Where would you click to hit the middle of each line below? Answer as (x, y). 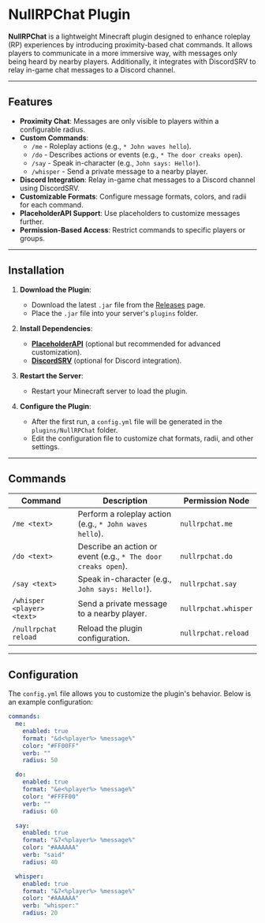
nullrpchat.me (207, 524)
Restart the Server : (51, 375)
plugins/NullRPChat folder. (75, 430)
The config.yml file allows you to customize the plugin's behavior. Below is (130, 694)
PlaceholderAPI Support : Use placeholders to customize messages (130, 213)
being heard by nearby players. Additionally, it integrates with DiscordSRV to (132, 61)
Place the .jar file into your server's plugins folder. (115, 313)
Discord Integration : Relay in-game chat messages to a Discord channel (137, 180)
